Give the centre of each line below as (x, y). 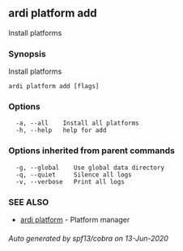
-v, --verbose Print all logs (70, 181)
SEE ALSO (29, 202)
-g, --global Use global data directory (90, 168)
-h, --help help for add (61, 130)
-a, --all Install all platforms (77, 123)
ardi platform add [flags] (54, 87)
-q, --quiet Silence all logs (74, 174)
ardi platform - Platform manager (75, 219)
